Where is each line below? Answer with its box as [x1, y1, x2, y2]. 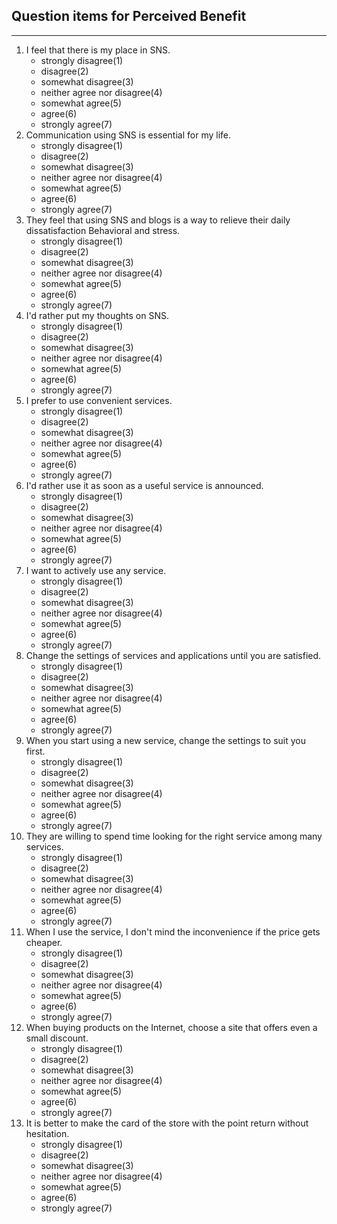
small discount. [25, 1032, 89, 1044]
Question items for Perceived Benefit [11, 8, 247, 25]
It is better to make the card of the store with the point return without [25, 1117, 309, 1129]
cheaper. [25, 936, 63, 948]
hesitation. [25, 1127, 70, 1139]
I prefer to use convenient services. [25, 394, 173, 406]
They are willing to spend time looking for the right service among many [25, 830, 323, 842]
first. [25, 745, 46, 757]
